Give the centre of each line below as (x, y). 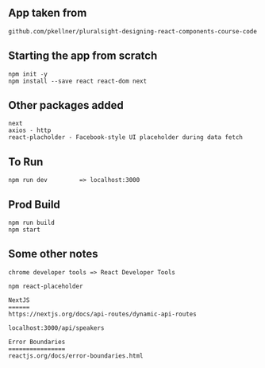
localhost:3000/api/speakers (56, 328)
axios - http (30, 130)
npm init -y (28, 74)
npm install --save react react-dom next (78, 81)
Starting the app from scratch (83, 56)
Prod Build (35, 205)
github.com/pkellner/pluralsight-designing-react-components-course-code (133, 31)
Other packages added (66, 105)
